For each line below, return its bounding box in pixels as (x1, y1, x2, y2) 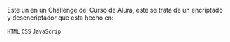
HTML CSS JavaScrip (7, 28, 62, 35)
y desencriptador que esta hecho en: (7, 13, 114, 22)
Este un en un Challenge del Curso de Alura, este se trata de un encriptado (7, 6, 223, 14)
